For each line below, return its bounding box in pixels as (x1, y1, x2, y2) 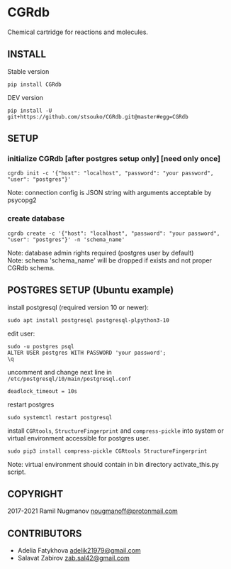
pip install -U (7, 107, 52, 114)
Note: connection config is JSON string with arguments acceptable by (7, 189, 212, 197)
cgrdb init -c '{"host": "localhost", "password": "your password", (7, 170, 214, 177)
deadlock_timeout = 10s (7, 387, 78, 394)
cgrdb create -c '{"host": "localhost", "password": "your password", (7, 230, 220, 237)
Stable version (7, 67, 50, 75)
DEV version (7, 93, 44, 101)
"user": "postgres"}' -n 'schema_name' (7, 236, 125, 243)
